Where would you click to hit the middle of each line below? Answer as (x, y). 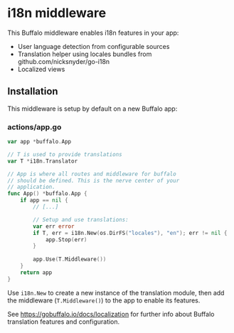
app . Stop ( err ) (66, 239)
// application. (31, 187)
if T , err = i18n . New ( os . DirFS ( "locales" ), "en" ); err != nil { (130, 233)
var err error (54, 226)
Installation (33, 91)
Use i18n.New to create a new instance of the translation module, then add (116, 293)
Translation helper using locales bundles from (85, 54)
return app (36, 272)
